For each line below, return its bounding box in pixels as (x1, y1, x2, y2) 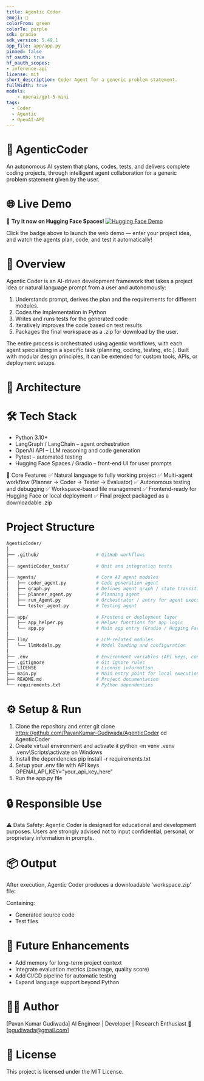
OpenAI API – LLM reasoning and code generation (15, 447, 141, 454)
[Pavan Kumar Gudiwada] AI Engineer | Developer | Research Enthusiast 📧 (6, 1019, 192, 1027)
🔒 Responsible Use (6, 797, 102, 811)
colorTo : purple (6, 26, 47, 32)
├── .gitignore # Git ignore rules (6, 659, 146, 666)
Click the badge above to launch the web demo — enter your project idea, (6, 230, 191, 237)
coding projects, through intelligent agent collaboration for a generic (6, 169, 177, 177)
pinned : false (6, 49, 42, 55)
